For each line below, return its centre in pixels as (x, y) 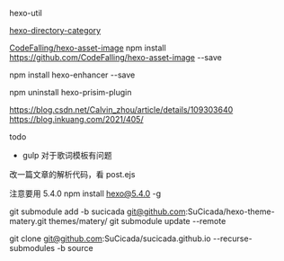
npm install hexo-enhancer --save (72, 75)
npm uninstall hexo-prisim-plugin (71, 92)
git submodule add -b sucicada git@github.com (98, 211)
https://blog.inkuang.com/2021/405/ (76, 119)
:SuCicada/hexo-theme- (231, 211)
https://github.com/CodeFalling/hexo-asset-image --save (115, 57)
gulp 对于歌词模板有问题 (67, 155)
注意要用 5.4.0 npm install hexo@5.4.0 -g (85, 193)
